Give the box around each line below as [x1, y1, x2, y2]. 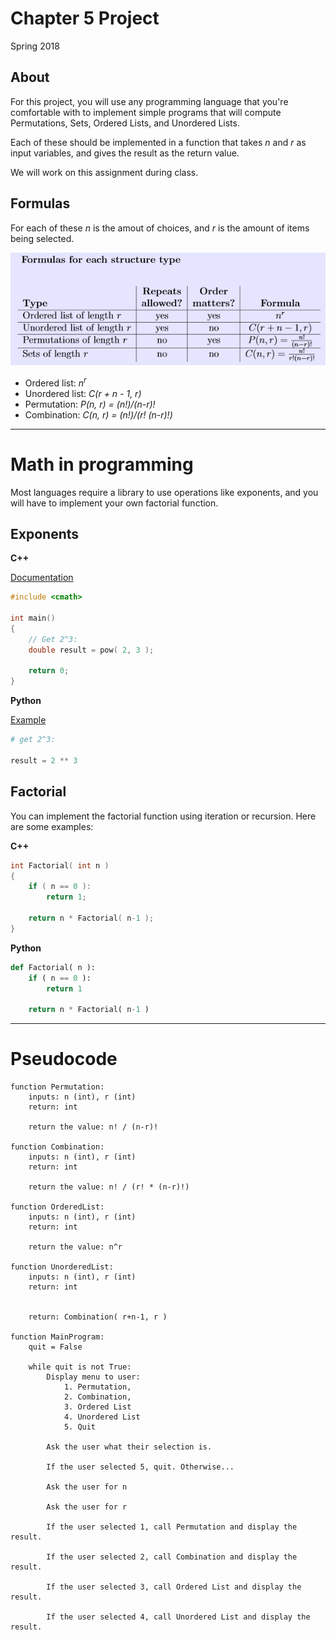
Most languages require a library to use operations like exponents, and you [10, 486, 319, 498]
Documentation [10, 572, 74, 584]
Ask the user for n [46, 1482, 128, 1492]
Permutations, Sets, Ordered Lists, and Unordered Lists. [10, 117, 240, 129]
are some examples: [10, 820, 94, 832]
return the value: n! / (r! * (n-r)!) [28, 1182, 190, 1192]
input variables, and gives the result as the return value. [10, 147, 240, 159]
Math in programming [10, 453, 194, 476]
